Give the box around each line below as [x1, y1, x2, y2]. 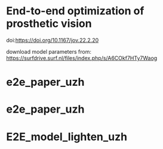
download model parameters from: [6, 48, 91, 55]
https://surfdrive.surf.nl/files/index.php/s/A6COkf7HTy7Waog [6, 54, 158, 61]
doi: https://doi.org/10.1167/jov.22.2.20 [6, 36, 99, 44]
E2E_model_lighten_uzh [6, 130, 127, 144]
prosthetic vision [6, 17, 92, 30]
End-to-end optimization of [6, 4, 144, 18]
